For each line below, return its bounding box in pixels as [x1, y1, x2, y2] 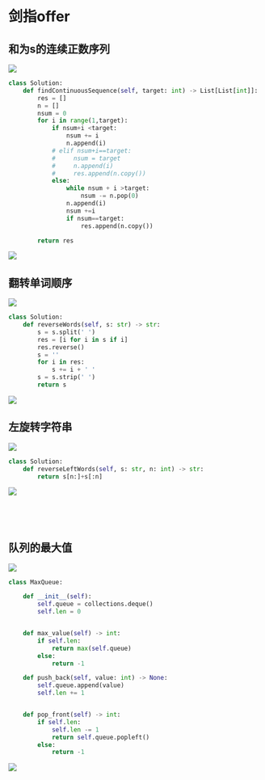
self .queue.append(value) [37, 681, 125, 689]
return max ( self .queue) [51, 644, 132, 652]
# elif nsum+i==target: [51, 146, 132, 154]
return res [37, 236, 74, 245]
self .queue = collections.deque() [37, 600, 154, 609]
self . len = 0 [37, 608, 82, 616]
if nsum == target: [65, 214, 125, 222]
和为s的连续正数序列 [8, 42, 111, 56]
